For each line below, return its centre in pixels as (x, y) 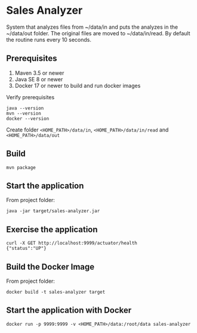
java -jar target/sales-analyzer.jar (53, 211)
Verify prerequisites (30, 97)
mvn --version (24, 113)
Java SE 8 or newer (39, 79)
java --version (25, 108)
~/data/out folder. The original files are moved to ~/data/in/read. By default (98, 33)
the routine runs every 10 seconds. (49, 39)
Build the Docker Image (50, 267)
